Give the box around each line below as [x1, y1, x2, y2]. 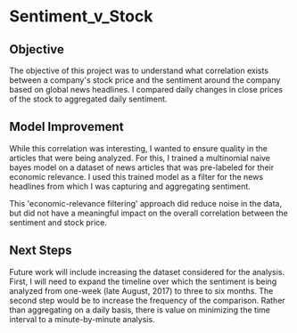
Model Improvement [9, 119, 124, 134]
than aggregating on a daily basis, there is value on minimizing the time [9, 305, 270, 315]
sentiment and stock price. [9, 216, 108, 228]
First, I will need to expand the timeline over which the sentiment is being [9, 276, 277, 287]
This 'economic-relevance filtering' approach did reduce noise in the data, [9, 198, 283, 208]
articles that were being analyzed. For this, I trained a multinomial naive [9, 152, 270, 163]
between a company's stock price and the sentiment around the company [9, 75, 281, 85]
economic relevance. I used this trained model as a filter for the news [9, 171, 264, 182]
